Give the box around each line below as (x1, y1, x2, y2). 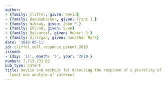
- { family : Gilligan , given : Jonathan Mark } (5, 35, 99, 40)
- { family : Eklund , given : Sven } (5, 26, 75, 31)
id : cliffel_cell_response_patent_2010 (5, 44, 88, 49)
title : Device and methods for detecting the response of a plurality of (5, 68, 162, 73)
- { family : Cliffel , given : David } (5, 12, 79, 17)
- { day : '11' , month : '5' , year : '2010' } (5, 53, 93, 59)
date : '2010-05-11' (5, 40, 46, 45)
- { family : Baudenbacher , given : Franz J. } (5, 16, 97, 21)
